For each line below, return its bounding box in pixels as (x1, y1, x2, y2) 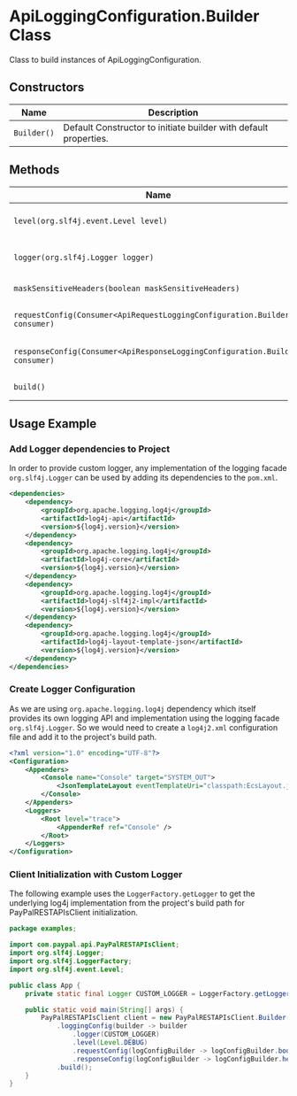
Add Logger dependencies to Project (9, 443, 171, 455)
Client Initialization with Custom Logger (9, 868, 183, 881)
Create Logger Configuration (9, 683, 135, 696)
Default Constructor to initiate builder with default (63, 121, 269, 134)
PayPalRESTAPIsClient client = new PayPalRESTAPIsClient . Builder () (41, 1014, 294, 1023)
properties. (63, 132, 109, 144)
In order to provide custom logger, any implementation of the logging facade (9, 463, 287, 474)
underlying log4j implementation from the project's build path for (9, 898, 245, 908)
